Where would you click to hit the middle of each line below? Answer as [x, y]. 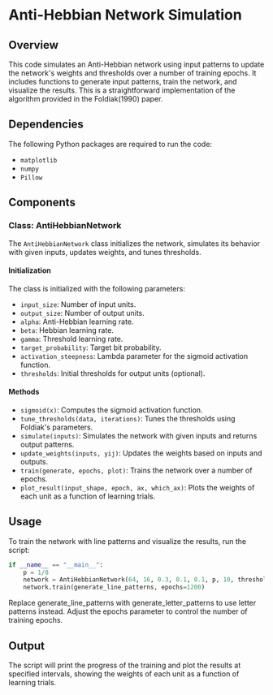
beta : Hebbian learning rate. [67, 330]
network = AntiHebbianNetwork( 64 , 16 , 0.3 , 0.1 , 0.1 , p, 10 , [128, 580]
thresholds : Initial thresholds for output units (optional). [113, 373]
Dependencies [46, 125]
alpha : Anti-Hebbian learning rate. [77, 322]
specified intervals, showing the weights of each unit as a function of [124, 674]
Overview [34, 45]
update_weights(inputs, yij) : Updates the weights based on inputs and [141, 453]
